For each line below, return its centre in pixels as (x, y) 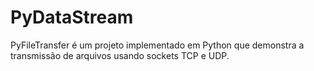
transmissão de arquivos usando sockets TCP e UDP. (120, 55)
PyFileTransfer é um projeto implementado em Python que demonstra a (157, 45)
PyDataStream (72, 17)
